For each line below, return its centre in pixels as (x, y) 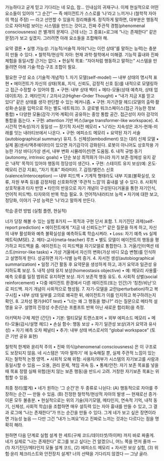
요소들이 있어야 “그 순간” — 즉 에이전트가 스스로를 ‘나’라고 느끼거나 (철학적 (76, 13)
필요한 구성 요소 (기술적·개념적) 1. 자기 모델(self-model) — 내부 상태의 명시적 (79, 77)
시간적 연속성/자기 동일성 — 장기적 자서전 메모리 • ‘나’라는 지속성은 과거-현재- (80, 126)
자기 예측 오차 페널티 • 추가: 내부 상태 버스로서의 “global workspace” (82, 330)
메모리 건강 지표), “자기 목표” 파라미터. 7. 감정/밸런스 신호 (59, 169)
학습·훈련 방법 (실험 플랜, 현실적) (36, 211)
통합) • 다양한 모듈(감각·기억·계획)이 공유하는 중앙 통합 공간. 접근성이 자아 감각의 (82, 114)
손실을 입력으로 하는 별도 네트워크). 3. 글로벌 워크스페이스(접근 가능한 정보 (85, 108)
